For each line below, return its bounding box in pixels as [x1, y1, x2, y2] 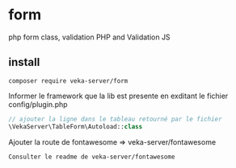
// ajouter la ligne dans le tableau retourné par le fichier [8, 115, 222, 123]
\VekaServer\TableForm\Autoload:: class [8, 122, 143, 130]
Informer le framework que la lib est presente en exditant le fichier [8, 91, 229, 100]
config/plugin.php [8, 99, 68, 109]
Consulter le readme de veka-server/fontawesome [8, 153, 175, 161]
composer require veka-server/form [8, 76, 129, 85]
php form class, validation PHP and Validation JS [8, 32, 171, 42]
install [8, 55, 40, 69]
